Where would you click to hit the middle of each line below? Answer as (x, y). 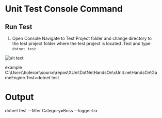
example (14, 67)
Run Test (19, 27)
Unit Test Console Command (64, 9)
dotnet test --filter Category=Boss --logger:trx (51, 110)
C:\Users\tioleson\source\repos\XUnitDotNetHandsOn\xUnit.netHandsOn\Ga (81, 73)
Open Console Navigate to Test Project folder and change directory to (82, 38)
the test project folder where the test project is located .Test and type (81, 44)
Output (19, 97)
